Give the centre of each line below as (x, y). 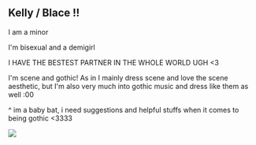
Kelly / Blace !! (44, 13)
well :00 (21, 95)
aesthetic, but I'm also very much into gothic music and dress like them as (128, 86)
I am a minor (28, 32)
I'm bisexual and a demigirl (52, 47)
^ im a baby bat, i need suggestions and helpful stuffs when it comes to (124, 110)
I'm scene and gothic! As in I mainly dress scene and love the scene (118, 77)
